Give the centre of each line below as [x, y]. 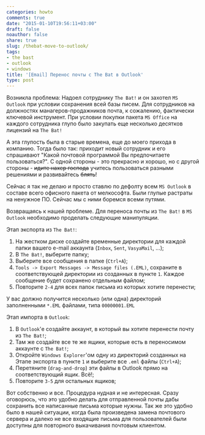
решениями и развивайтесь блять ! [52, 174]
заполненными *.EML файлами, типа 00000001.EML [71, 305]
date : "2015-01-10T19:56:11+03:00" [52, 23]
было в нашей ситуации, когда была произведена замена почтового [96, 412]
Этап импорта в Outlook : [38, 317]
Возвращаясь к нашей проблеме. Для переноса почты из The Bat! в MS [99, 211]
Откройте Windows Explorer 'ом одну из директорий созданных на [101, 355]
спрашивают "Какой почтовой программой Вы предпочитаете [88, 155]
